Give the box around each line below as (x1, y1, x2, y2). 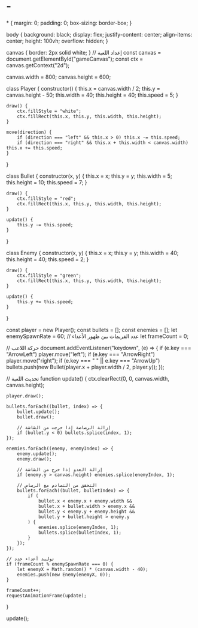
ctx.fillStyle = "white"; (17, 108, 82, 114)
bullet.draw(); (17, 414, 55, 420)
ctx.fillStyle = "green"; (17, 273, 82, 279)
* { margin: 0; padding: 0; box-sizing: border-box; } (6, 19, 132, 26)
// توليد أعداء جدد (6, 555, 55, 562)
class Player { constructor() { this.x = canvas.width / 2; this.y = (6, 85, 160, 92)
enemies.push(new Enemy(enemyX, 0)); (17, 572, 111, 578)
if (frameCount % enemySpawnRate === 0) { (6, 561, 114, 567)
